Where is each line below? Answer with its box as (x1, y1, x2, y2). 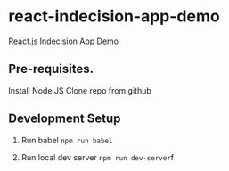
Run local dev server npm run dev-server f (20, 151, 175, 162)
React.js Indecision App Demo (8, 36, 119, 46)
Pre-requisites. (8, 61, 94, 77)
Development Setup (8, 111, 121, 126)
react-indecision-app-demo (8, 6, 220, 27)
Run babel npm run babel (20, 134, 113, 145)
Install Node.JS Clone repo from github (8, 85, 152, 95)
